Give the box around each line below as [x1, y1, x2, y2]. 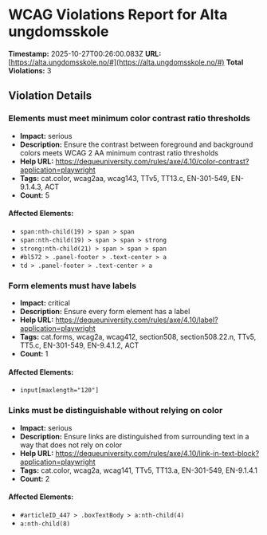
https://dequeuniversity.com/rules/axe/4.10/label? [55, 315, 218, 325]
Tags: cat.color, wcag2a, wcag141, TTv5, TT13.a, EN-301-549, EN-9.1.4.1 [19, 465, 257, 475]
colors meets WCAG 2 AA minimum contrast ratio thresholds [19, 148, 219, 157]
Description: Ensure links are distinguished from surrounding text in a [19, 431, 249, 441]
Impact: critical [19, 298, 70, 308]
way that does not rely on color [19, 440, 123, 450]
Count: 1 [19, 349, 49, 359]
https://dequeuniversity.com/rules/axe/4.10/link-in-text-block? [55, 448, 260, 458]
